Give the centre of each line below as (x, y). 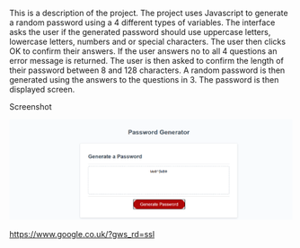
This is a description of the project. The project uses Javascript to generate (149, 13)
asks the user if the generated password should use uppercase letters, (140, 32)
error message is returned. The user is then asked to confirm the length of (147, 61)
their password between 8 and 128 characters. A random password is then (147, 70)
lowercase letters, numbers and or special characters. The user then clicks (147, 41)
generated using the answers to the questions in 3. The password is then (144, 80)
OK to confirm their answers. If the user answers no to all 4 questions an (143, 51)
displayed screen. (42, 89)
